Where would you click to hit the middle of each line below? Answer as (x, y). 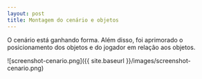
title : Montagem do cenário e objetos (63, 20)
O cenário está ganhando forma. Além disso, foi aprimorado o (95, 39)
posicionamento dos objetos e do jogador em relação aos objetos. (101, 47)
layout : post (26, 14)
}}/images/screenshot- (158, 60)
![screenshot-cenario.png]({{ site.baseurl (66, 60)
